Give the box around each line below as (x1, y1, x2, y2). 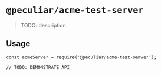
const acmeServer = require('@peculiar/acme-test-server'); (6, 54, 157, 60)
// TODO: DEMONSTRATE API (6, 64, 70, 70)
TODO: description (20, 22, 67, 29)
